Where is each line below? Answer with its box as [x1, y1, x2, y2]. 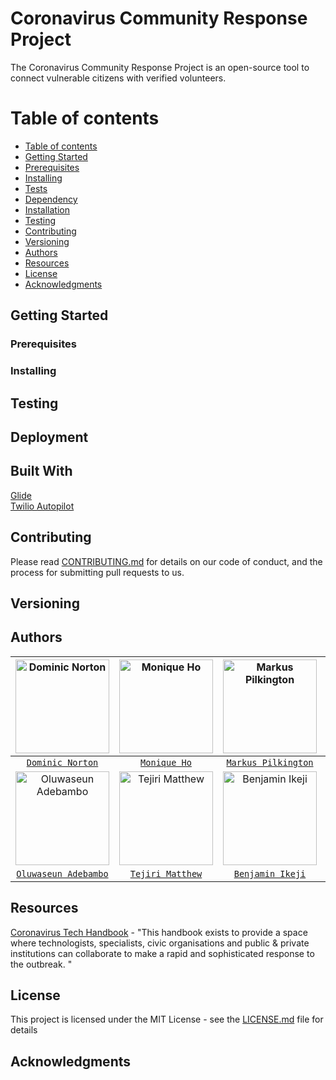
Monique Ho [140, 757, 192, 768]
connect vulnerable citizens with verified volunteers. [10, 72, 227, 84]
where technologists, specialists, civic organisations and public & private [10, 937, 310, 949]
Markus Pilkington [226, 757, 314, 768]
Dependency [24, 193, 78, 205]
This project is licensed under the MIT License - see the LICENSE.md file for [10, 1013, 324, 1026]
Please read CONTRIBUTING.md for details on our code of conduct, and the [10, 555, 323, 567]
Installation [24, 203, 71, 216]
